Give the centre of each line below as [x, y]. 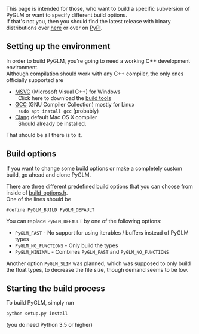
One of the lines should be [39, 199]
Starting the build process [56, 289]
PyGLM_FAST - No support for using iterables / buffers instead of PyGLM [102, 232]
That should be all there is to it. [44, 135]
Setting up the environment [58, 46]
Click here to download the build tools [65, 98]
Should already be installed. [52, 123]
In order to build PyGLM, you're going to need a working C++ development [98, 61]
